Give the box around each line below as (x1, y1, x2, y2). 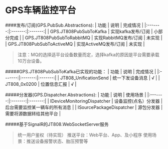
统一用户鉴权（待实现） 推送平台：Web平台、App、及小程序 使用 (17, 131, 152, 138)
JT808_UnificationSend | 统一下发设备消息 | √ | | (60, 75, 160, 81)
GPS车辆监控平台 (5, 5, 76, 16)
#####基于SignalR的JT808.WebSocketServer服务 (5, 121, 109, 127)
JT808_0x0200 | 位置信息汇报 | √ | (5, 81, 77, 87)
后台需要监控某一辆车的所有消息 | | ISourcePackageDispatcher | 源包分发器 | (5, 104, 163, 110)
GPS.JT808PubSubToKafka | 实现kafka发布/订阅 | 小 (50, 28, 159, 34)
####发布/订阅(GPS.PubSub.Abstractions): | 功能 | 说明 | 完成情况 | (5, 22, 144, 28)
